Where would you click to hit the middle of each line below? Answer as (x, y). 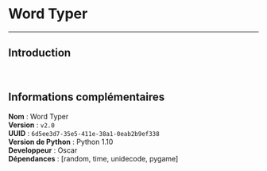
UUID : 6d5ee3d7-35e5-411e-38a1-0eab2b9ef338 (84, 133)
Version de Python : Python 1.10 (61, 142)
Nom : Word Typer (39, 116)
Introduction (40, 53)
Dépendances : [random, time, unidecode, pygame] (93, 158)
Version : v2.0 (32, 125)
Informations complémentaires (87, 97)
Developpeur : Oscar (43, 150)
